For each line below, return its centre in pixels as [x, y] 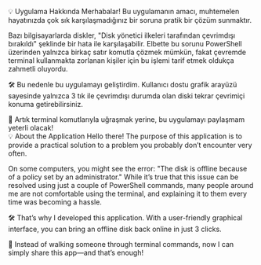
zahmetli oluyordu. [38, 69]
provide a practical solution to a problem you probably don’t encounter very [130, 145]
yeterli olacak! [31, 128]
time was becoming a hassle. [55, 202]
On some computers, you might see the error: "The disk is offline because [128, 169]
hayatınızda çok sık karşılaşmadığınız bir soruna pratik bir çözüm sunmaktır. [130, 20]
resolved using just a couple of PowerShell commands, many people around [131, 185]
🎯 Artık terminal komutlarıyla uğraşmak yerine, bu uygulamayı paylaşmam [127, 120]
